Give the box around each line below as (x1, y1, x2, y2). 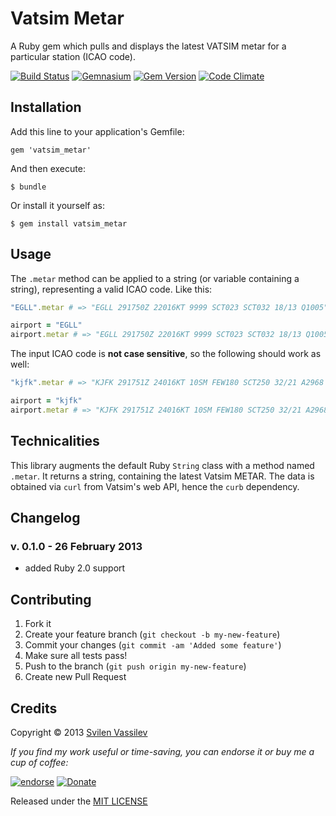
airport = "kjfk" (10, 396, 83, 406)
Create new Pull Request (24, 671, 127, 683)
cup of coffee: (10, 756, 69, 768)
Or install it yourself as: (10, 199, 105, 211)
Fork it (24, 618, 52, 630)
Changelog (10, 510, 81, 527)
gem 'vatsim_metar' (10, 145, 92, 155)
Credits (10, 700, 58, 717)
